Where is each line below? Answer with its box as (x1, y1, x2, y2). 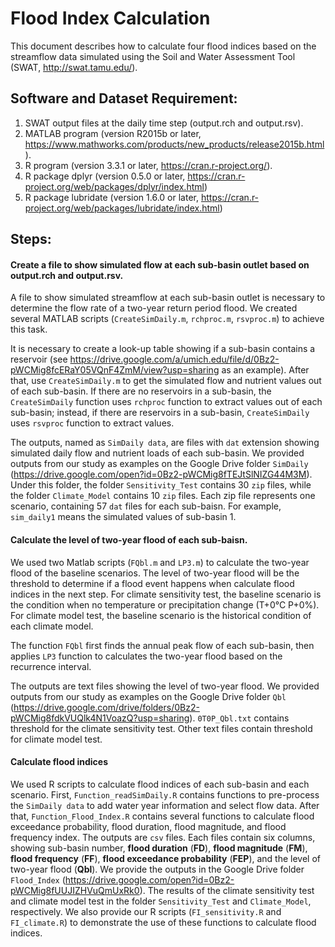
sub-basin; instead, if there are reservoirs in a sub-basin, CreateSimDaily (10, 407, 310, 419)
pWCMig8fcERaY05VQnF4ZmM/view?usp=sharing (10, 364, 220, 376)
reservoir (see (10, 353, 68, 366)
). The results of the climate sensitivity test (139, 884, 315, 896)
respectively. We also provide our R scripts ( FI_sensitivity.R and (10, 905, 282, 917)
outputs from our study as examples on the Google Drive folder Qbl (10, 690, 287, 702)
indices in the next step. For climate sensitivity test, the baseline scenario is (10, 588, 322, 600)
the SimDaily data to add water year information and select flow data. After (10, 799, 320, 811)
